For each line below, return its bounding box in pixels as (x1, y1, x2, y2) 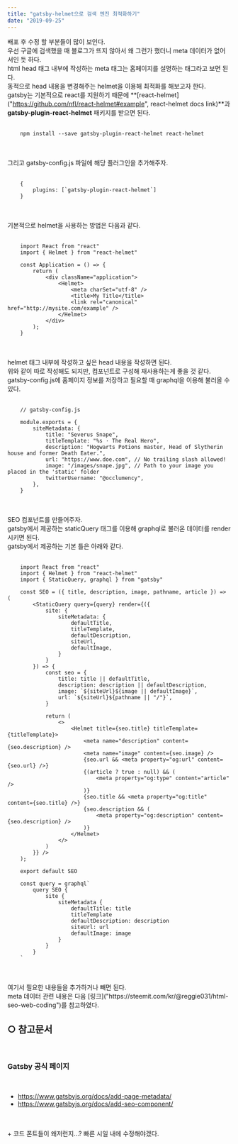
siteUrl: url (70, 923, 110, 931)
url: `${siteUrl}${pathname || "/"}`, (57, 694, 173, 701)
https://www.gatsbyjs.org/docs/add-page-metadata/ (17, 1092, 172, 1100)
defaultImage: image (70, 930, 132, 937)
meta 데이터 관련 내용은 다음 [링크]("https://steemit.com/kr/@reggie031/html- (7, 992, 229, 1000)
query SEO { (33, 886, 69, 894)
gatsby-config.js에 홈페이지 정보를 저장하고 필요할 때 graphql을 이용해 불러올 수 (7, 375, 230, 384)
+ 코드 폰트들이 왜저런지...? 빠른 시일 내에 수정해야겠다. (7, 1129, 159, 1138)
